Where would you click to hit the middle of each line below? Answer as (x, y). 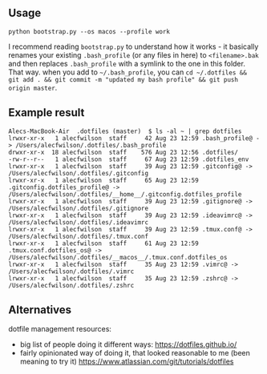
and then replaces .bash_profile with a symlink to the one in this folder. (127, 63)
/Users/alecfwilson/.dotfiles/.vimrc (71, 271)
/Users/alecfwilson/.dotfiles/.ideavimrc (79, 222)
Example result (47, 113)
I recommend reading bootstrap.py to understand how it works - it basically (133, 46)
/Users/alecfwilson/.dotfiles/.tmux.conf (79, 236)
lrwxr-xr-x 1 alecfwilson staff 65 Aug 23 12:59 (103, 180)
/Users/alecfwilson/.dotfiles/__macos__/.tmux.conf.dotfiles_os (118, 257)
